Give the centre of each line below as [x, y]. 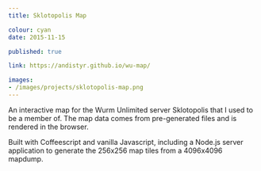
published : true [35, 51]
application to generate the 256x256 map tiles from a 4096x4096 [115, 150]
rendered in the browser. [48, 127]
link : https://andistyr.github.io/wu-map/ [79, 66]
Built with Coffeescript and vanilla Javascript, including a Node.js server [126, 142]
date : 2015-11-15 [37, 37]
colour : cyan [30, 30]
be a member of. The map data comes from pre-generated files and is [123, 118]
